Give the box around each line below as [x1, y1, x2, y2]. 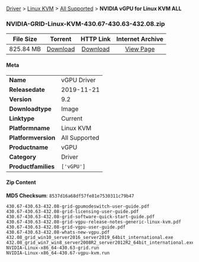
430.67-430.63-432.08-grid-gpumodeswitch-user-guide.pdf [6, 203, 150, 209]
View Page [125, 45, 155, 53]
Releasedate [9, 85, 46, 93]
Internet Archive [116, 35, 164, 43]
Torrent [50, 35, 72, 43]
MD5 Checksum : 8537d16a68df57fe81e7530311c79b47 [6, 192, 134, 199]
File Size [12, 35, 37, 43]
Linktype [9, 114, 35, 122]
